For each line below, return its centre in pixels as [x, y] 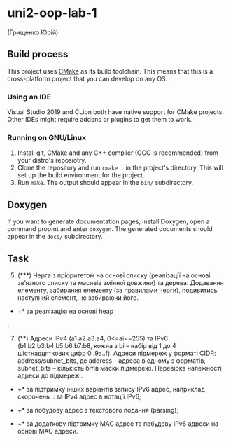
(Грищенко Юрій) [33, 32]
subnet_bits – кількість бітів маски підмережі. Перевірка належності [119, 368]
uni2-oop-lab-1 [52, 13]
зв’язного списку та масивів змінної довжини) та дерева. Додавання [120, 282]
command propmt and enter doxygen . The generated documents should [110, 229]
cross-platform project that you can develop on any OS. [87, 78]
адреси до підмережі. [50, 375]
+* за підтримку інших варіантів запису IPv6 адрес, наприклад [111, 389]
